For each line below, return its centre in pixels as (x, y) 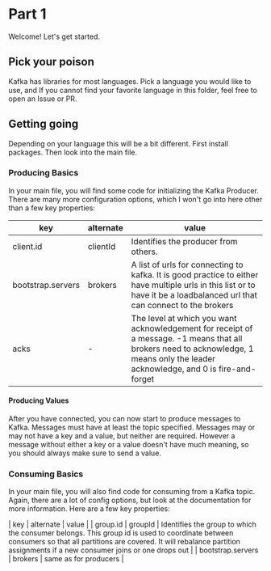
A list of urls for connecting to (187, 264)
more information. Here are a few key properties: (90, 509)
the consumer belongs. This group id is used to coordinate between (121, 533)
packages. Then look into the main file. (73, 152)
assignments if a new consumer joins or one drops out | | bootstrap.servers (133, 550)
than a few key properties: (52, 208)
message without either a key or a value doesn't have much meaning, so (129, 445)
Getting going (44, 124)
